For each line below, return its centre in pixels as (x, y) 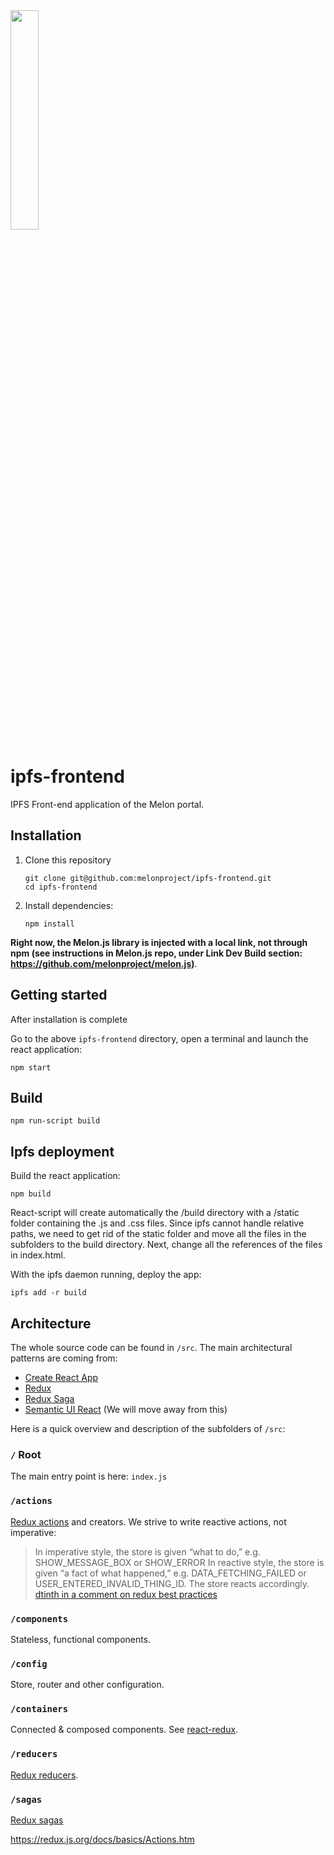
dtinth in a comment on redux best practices (126, 1594)
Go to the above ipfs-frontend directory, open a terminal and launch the (159, 1038)
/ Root (26, 1454)
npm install (49, 924)
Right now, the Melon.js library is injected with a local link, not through (159, 942)
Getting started (59, 995)
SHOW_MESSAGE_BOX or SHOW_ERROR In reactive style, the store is (179, 1562)
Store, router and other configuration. (87, 1685)
